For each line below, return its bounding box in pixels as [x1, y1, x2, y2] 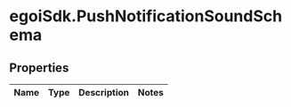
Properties [9, 60, 69, 75]
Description [78, 87, 129, 98]
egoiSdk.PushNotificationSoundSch [9, 6, 283, 27]
